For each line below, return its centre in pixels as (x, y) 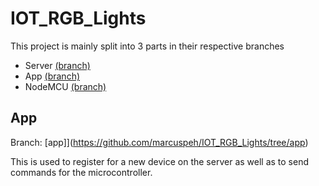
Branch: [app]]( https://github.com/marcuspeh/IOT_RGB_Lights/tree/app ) (159, 142)
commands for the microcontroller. (81, 172)
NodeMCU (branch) (65, 86)
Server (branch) (57, 65)
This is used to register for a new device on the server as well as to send (160, 161)
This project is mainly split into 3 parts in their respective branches (147, 46)
